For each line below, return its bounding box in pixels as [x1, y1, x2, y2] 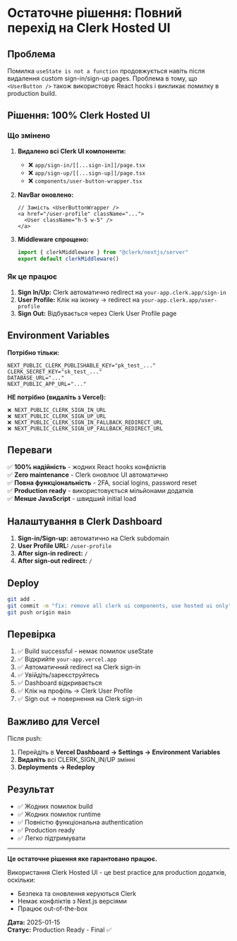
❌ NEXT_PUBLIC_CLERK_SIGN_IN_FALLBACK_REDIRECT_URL [7, 418, 164, 426]
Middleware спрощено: [17, 235, 89, 243]
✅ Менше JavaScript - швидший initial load [7, 494, 137, 503]
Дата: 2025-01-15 [7, 918, 61, 927]
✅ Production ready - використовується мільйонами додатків [7, 487, 194, 495]
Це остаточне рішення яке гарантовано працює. [7, 855, 157, 863]
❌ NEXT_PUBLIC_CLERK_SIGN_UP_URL [7, 413, 107, 420]
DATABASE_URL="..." [7, 374, 65, 382]
